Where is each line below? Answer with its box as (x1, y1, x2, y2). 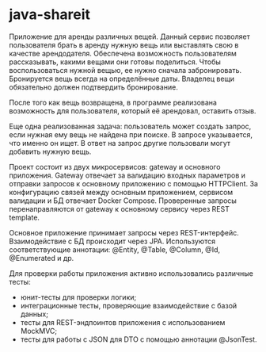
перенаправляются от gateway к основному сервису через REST (9, 204, 230, 213)
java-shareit (9, 6, 90, 24)
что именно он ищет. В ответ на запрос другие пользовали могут (9, 138, 230, 147)
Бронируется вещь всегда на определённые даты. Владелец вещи (9, 74, 235, 83)
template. (9, 212, 40, 222)
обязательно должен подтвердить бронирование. (9, 82, 179, 92)
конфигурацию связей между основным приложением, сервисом (9, 187, 234, 197)
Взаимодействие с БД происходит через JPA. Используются (9, 236, 216, 246)
